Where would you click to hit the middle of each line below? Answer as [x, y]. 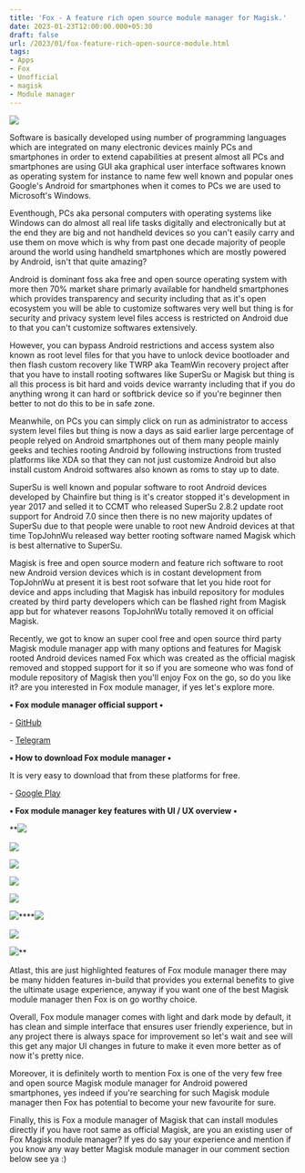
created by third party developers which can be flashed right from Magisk [148, 602]
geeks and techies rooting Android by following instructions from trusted [146, 450]
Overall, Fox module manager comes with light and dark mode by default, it [150, 1016]
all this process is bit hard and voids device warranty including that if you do [152, 384]
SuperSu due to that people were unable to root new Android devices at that [152, 526]
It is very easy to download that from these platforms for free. [125, 775]
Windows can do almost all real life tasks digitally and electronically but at [148, 222]
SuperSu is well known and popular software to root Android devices [138, 487]
